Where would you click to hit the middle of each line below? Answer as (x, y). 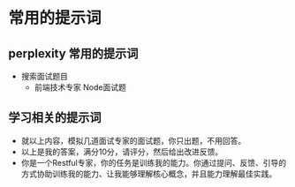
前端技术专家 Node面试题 (80, 87)
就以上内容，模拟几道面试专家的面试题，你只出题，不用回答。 (133, 140)
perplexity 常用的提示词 (73, 53)
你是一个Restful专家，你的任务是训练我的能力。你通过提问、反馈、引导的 (154, 162)
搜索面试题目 (44, 76)
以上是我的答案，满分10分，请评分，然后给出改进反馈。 (122, 152)
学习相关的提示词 (55, 118)
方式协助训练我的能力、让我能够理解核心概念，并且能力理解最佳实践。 (149, 174)
